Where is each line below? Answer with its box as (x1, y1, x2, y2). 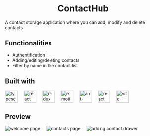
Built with (5, 77, 35, 86)
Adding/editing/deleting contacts (12, 57, 80, 63)
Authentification (12, 52, 46, 58)
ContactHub (57, 3, 109, 14)
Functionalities (5, 39, 52, 47)
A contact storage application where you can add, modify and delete (5, 19, 145, 25)
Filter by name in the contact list (12, 62, 78, 68)
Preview (5, 112, 31, 121)
